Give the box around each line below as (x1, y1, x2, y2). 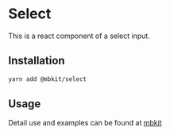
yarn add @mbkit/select (8, 75, 87, 83)
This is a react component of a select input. (8, 31, 151, 40)
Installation (8, 54, 65, 67)
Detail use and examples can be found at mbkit (8, 118, 162, 128)
